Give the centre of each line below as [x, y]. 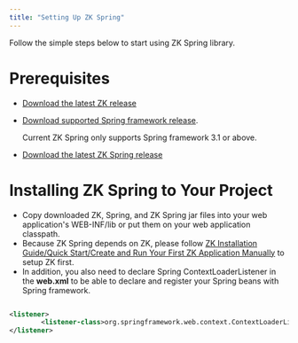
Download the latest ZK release [79, 103]
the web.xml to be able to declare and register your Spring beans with [150, 281]
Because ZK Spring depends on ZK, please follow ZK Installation [140, 243]
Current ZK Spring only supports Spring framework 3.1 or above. [139, 137]
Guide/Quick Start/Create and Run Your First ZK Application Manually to [153, 253]
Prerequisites [60, 78]
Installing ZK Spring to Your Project [141, 190]
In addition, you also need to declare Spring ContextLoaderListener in [149, 271]
